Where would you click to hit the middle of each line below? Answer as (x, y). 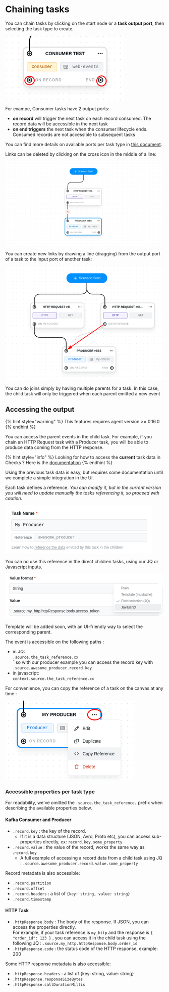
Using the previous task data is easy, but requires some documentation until (84, 472)
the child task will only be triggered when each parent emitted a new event (83, 393)
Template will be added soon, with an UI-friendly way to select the (74, 627)
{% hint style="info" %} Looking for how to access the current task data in (83, 457)
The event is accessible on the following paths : (55, 642)
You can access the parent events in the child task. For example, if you (79, 437)
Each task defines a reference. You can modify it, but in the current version (83, 488)
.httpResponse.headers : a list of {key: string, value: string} (73, 973)
